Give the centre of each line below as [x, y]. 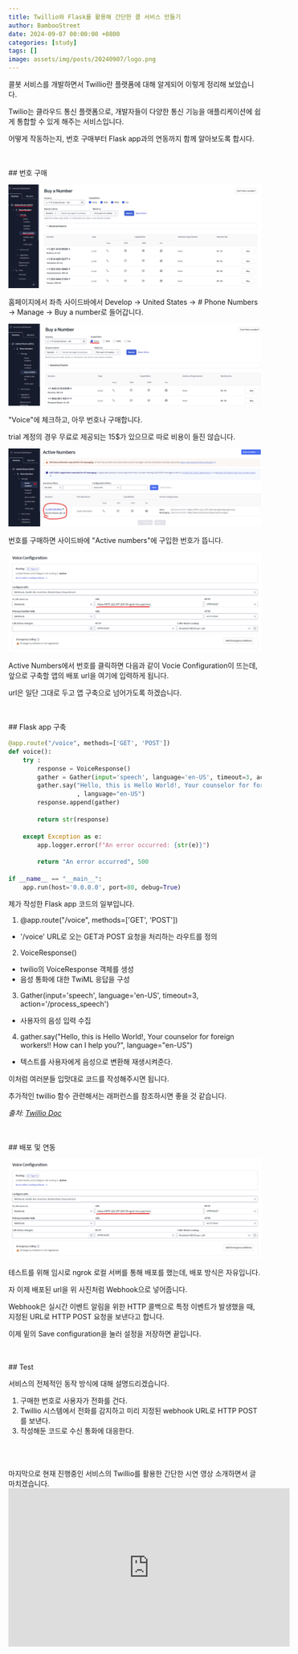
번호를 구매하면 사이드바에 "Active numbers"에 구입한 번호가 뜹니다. [116, 540]
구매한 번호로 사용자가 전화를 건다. [73, 1401]
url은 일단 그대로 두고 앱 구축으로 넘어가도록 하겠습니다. [95, 693]
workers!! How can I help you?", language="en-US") [106, 1045]
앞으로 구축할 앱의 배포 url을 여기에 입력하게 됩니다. [89, 676]
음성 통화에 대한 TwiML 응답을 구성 [75, 979]
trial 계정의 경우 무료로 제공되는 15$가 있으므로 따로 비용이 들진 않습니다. [122, 437]
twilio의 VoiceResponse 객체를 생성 [77, 969]
